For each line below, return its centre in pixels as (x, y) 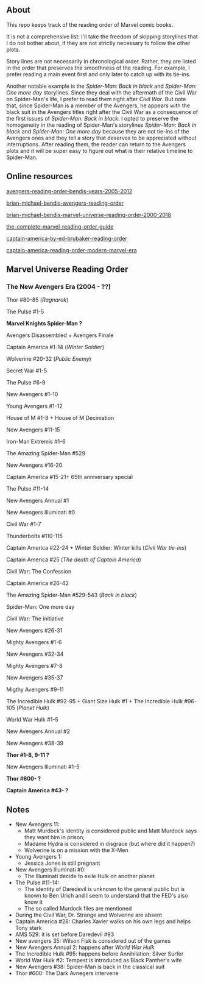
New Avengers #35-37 (35, 678)
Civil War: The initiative (35, 619)
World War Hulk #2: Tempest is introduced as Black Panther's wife (98, 960)
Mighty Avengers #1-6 (34, 642)
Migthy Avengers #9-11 (35, 690)
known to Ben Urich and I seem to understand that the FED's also (106, 896)
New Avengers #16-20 (34, 465)
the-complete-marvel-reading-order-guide (60, 226)
